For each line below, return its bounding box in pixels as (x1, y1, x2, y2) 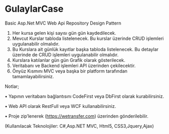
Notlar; (5, 83, 19, 90)
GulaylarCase (5, 3, 64, 15)
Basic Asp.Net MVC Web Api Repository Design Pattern (5, 20, 122, 26)
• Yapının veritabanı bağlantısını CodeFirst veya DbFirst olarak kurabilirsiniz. (5, 93, 164, 99)
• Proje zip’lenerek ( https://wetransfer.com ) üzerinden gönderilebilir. (5, 113, 149, 119)
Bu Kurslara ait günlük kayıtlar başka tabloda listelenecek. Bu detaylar (12, 46, 159, 52)
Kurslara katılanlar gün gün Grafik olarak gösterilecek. (12, 57, 126, 63)
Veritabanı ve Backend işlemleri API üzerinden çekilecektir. (12, 62, 136, 69)
